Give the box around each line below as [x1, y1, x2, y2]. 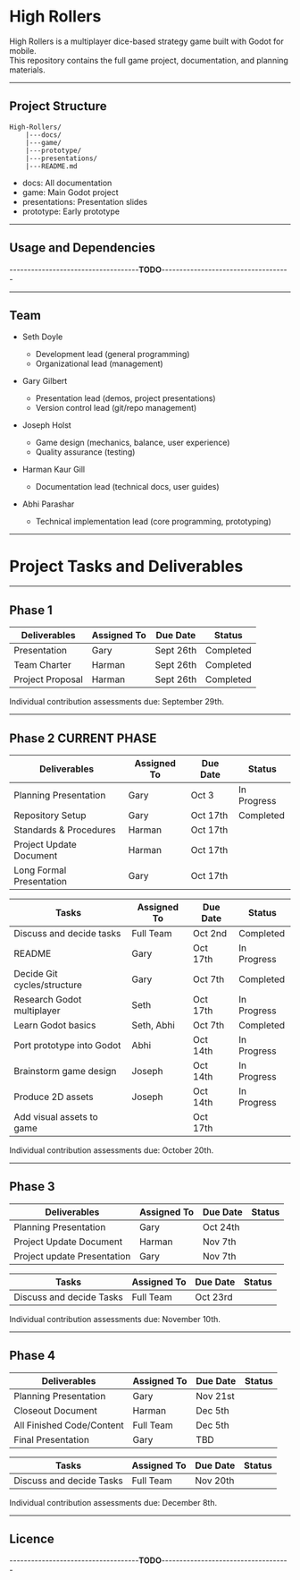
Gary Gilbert [21, 376, 68, 387]
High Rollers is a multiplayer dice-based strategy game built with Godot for [9, 36, 284, 47]
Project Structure [9, 98, 107, 114]
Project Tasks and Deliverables [9, 556, 244, 576]
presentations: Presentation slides [21, 196, 148, 207]
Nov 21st [196, 1389, 235, 1402]
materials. [9, 64, 46, 75]
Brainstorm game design [13, 1064, 117, 1077]
